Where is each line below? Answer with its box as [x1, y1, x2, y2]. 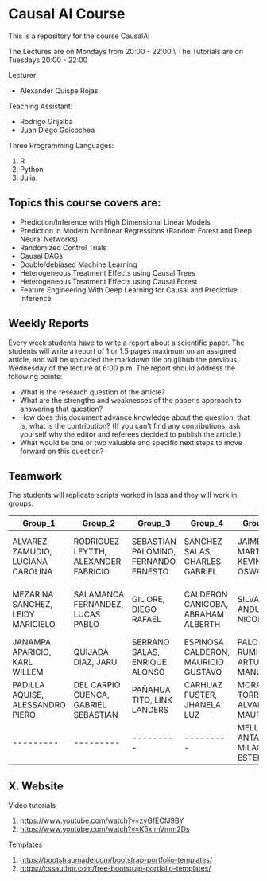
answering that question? [19, 404, 103, 413]
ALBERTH [184, 619, 221, 630]
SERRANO [131, 636, 170, 648]
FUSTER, [184, 690, 218, 701]
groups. [8, 499, 34, 508]
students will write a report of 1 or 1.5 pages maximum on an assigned [8, 346, 237, 355]
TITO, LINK [131, 695, 173, 706]
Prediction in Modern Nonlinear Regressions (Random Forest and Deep [19, 225, 253, 235]
